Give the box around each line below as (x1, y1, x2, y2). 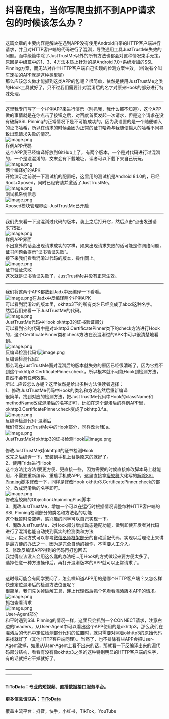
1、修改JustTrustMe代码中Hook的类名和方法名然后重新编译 (5, 387, 128, 393)
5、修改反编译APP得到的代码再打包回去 (5, 547, 87, 553)
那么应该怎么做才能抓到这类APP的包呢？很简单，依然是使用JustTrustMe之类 (5, 78, 163, 84)
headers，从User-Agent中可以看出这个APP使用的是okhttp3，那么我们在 (14, 623, 163, 629)
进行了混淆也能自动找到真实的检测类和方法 (5, 528, 94, 534)
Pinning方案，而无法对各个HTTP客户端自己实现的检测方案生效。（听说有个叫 (5, 65, 162, 71)
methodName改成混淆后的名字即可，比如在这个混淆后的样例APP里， (5, 400, 148, 406)
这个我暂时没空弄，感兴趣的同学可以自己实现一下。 (5, 516, 111, 522)
